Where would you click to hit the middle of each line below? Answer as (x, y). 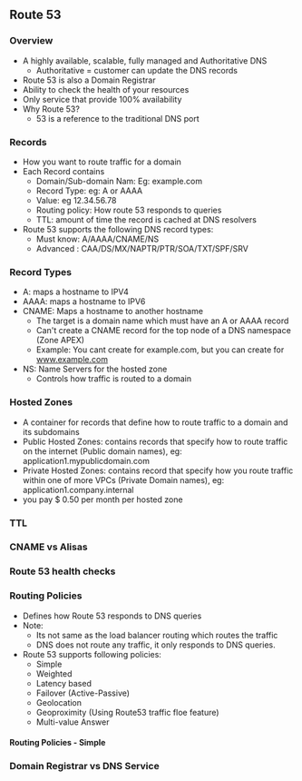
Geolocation (59, 702)
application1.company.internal (78, 489)
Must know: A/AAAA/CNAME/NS (97, 239)
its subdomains (51, 431)
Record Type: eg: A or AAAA (89, 191)
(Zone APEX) (60, 341)
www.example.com (72, 360)
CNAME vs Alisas (49, 547)
